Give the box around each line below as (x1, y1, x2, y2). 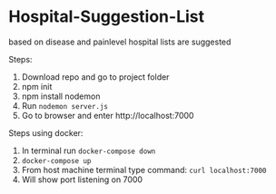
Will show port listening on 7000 (21, 174, 143, 185)
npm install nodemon (21, 91, 101, 102)
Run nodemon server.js (21, 100, 108, 111)
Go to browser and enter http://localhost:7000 (21, 110, 194, 121)
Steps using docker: (8, 127, 84, 138)
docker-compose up (21, 156, 92, 165)
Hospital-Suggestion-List (8, 6, 205, 27)
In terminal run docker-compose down (21, 145, 156, 156)
